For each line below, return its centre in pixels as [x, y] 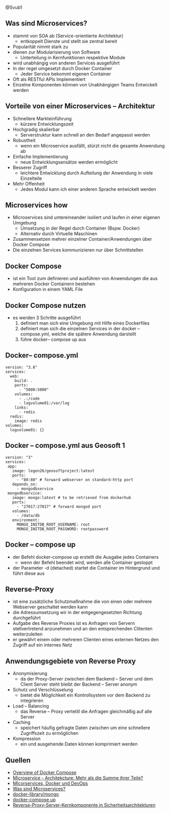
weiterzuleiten [28, 634]
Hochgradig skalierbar [36, 129]
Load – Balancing [31, 706]
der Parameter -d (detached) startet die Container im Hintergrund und [86, 568]
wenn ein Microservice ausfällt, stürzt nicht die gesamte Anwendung [92, 146]
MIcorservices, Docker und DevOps [50, 783]
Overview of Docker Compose [44, 772]
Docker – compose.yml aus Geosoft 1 [65, 446]
